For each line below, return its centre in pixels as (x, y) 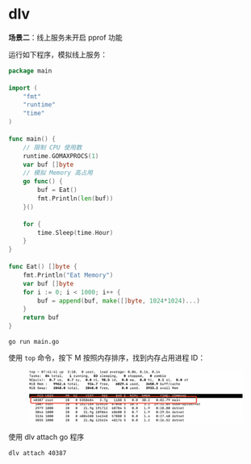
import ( (23, 88)
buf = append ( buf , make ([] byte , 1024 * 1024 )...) (119, 301)
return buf (41, 318)
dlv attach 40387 (38, 454)
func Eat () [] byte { (43, 267)
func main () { (32, 139)
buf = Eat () (58, 190)
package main (30, 71)
